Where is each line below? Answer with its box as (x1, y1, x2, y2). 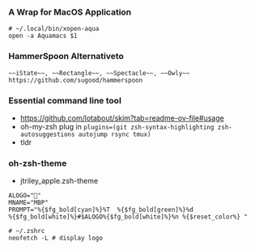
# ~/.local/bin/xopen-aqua (8, 25, 100, 33)
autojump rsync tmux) (78, 130, 151, 138)
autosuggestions (19, 130, 75, 138)
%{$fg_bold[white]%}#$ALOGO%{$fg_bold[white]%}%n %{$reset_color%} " (8, 213, 249, 221)
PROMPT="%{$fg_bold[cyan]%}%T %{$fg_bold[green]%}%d (8, 206, 194, 214)
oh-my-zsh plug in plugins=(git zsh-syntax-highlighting (19, 121, 215, 131)
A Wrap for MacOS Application (8, 6, 132, 18)
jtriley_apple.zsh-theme (19, 176, 99, 186)
